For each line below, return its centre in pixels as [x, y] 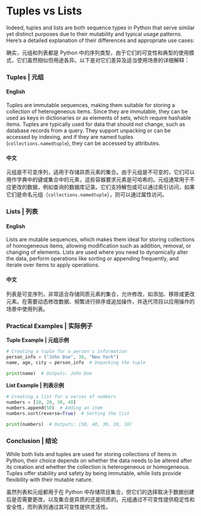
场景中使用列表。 [27, 309]
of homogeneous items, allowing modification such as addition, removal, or [99, 246]
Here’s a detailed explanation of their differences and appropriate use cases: [100, 40]
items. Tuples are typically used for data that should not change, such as [96, 125]
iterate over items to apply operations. [53, 265]
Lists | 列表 [22, 212]
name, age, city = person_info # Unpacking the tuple [76, 362]
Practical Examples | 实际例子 [49, 326]
